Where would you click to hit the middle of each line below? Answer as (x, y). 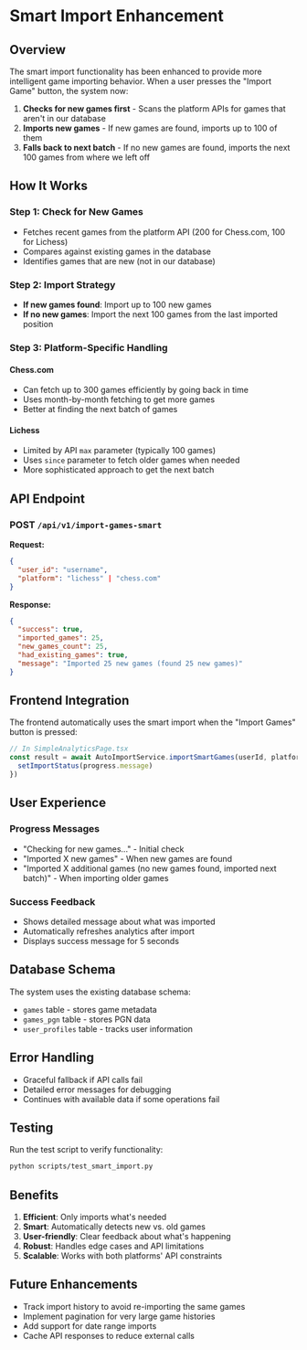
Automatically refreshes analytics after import (108, 931)
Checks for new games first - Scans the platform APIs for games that (154, 109)
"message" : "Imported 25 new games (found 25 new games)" (131, 664)
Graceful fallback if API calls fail (83, 1079)
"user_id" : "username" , (63, 569)
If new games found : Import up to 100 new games (117, 304)
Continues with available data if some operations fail (121, 1099)
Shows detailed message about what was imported (119, 921)
